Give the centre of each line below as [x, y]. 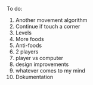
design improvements [42, 64]
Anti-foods [29, 45]
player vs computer [39, 58]
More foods [30, 39]
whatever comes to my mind [50, 70]
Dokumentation [34, 77]
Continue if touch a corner [48, 26]
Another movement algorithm [51, 20]
